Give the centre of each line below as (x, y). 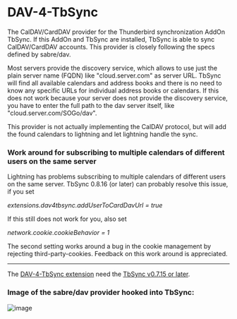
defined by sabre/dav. (39, 54)
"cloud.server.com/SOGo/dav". (52, 113)
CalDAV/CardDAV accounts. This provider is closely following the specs (111, 47)
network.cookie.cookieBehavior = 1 (59, 233)
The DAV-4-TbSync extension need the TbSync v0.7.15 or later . (99, 274)
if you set (21, 192)
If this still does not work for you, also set (67, 219)
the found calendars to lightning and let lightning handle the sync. (103, 134)
